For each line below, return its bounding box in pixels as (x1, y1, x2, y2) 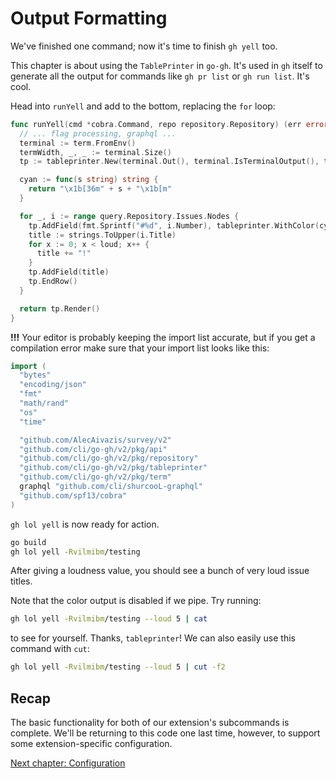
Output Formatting (10, 7, 168, 30)
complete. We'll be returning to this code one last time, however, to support (10, 727, 321, 739)
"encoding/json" (19, 380, 87, 390)
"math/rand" (19, 398, 70, 409)
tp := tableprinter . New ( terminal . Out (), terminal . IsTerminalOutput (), (19, 157, 320, 167)
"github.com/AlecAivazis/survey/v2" (19, 435, 172, 445)
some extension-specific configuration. (10, 738, 173, 749)
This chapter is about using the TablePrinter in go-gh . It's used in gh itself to (10, 59, 323, 71)
